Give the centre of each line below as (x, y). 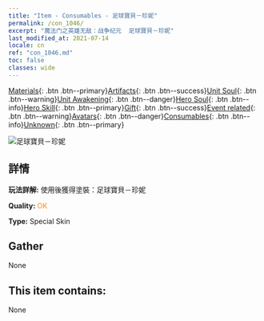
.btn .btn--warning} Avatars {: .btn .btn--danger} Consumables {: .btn (119, 116)
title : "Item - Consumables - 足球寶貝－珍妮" (83, 16)
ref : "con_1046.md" (41, 53)
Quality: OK (28, 206)
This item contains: (57, 290)
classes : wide (32, 68)
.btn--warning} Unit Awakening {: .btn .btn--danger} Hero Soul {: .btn (118, 99)
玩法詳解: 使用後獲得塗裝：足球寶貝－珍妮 (77, 190)
